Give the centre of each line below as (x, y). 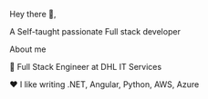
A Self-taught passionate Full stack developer (95, 31)
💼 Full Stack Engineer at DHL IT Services (86, 67)
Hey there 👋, (33, 14)
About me (28, 49)
